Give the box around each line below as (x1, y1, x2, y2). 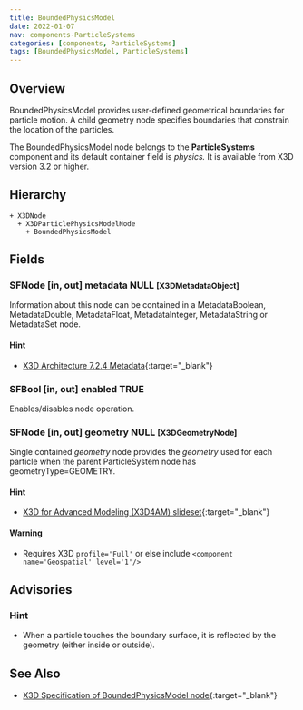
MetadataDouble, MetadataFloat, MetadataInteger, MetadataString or (9, 310, 269, 320)
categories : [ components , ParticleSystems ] (9, 38, 177, 48)
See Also (9, 666, 61, 681)
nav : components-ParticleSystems (9, 30, 136, 39)
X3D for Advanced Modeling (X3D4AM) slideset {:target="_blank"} (22, 507, 270, 518)
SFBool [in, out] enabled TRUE (9, 382, 145, 395)
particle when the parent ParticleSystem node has (9, 456, 197, 468)
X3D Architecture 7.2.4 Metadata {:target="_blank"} (22, 360, 213, 370)
